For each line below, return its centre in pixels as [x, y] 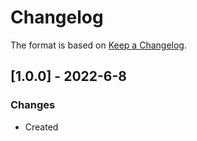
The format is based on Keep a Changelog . [98, 45]
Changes [33, 105]
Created [41, 127]
